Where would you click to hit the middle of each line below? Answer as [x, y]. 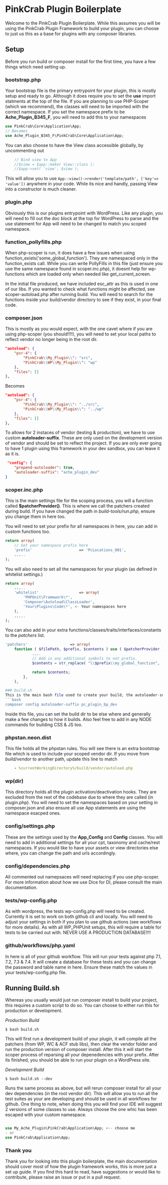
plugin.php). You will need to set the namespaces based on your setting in [81, 802]
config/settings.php [30, 826]
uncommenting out [24, 150]
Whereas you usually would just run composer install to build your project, [81, 1000]
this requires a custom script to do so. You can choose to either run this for [82, 1005]
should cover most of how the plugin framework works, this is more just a [81, 1166]
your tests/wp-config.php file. [36, 972]
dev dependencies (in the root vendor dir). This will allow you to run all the [82, 1093]
